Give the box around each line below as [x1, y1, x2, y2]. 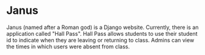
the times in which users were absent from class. [6, 43, 130, 50]
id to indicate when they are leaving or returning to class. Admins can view [6, 36, 195, 44]
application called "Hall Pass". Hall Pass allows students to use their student [6, 30, 198, 37]
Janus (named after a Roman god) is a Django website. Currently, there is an [6, 24, 199, 31]
